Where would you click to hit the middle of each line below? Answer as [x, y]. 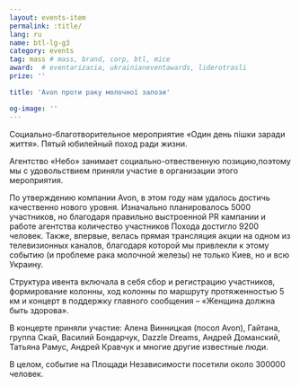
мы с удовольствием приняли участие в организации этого [124, 171]
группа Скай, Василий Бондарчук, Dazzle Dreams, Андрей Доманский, [145, 337]
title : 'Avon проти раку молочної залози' [90, 92]
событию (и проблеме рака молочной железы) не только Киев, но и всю [150, 254]
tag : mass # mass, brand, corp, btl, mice [90, 59]
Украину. [26, 264]
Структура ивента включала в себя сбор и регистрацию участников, [142, 281]
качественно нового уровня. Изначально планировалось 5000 [130, 206]
